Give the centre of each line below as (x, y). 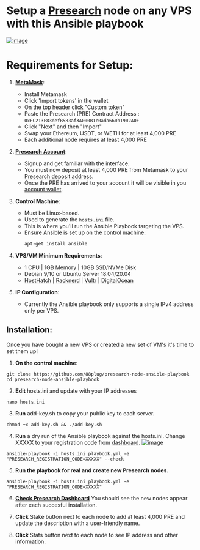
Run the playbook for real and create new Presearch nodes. (92, 470)
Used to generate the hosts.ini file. (69, 219)
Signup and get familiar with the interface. (77, 163)
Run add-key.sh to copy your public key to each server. (85, 413)
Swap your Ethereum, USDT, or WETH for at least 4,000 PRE (100, 133)
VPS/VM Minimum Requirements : (59, 255)
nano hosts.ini (26, 402)
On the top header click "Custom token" (74, 107)
